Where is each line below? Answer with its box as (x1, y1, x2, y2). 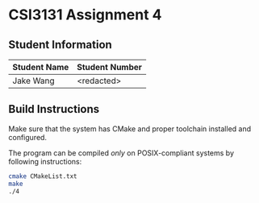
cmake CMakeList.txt (8, 172, 78, 180)
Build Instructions (8, 102, 100, 116)
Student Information (8, 38, 113, 52)
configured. (8, 132, 47, 142)
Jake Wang (12, 75, 55, 86)
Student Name (12, 62, 69, 72)
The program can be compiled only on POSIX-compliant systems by (8, 147, 235, 158)
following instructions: (8, 156, 82, 166)
